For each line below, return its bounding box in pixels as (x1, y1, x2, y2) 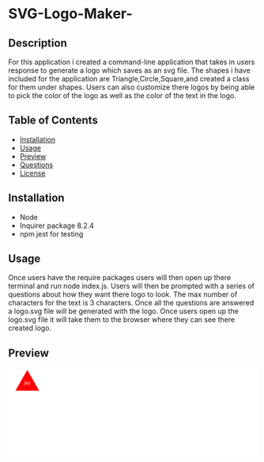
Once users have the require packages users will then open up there (8, 273, 232, 282)
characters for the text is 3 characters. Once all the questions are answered (8, 298, 255, 308)
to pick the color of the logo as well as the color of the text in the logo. (8, 91, 237, 100)
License (19, 168, 46, 178)
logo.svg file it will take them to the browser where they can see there (8, 315, 236, 324)
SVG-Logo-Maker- (8, 5, 133, 23)
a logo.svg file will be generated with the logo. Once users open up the (8, 306, 239, 316)
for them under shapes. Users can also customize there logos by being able (8, 82, 255, 92)
